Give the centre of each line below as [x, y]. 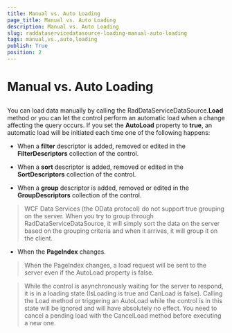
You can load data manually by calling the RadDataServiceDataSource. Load [115, 111]
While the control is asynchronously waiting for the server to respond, [124, 286]
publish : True [28, 46]
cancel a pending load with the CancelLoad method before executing [123, 316]
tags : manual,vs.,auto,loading [52, 40]
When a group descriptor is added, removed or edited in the [103, 188]
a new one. [40, 323]
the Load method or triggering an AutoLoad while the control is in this [123, 301]
